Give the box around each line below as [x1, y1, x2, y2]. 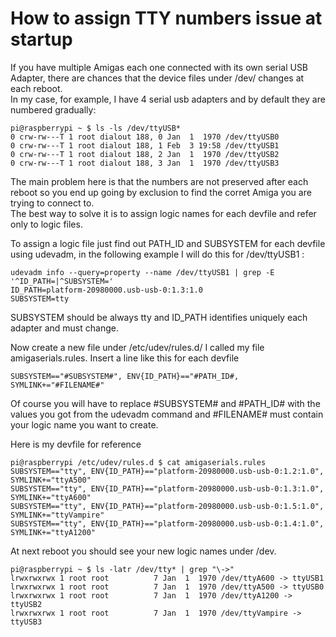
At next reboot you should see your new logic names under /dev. [10, 545, 277, 557]
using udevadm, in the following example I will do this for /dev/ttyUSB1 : [10, 248, 305, 260]
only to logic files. [10, 218, 83, 230]
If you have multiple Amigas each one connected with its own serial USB [10, 61, 309, 73]
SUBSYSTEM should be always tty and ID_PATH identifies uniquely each [10, 311, 308, 323]
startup [10, 28, 73, 51]
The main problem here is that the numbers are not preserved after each [10, 175, 309, 187]
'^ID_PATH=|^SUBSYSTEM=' [10, 276, 114, 286]
